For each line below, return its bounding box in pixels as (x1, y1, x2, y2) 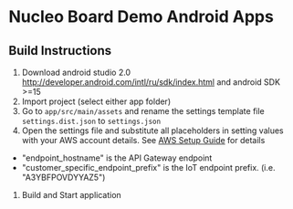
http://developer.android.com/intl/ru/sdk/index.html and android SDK (21, 77, 280, 88)
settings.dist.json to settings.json (21, 116, 162, 126)
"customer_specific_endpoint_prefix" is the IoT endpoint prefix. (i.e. (21, 162, 276, 172)
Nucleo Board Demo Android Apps (8, 6, 275, 27)
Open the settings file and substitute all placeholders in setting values (21, 125, 284, 136)
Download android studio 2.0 (21, 67, 131, 78)
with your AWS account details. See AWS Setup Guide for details (21, 135, 266, 145)
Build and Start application (21, 190, 122, 200)
